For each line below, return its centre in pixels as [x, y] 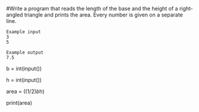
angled [15, 15]
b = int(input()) [24, 68]
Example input [24, 32]
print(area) [19, 103]
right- [186, 9]
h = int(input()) [24, 80]
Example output [25, 52]
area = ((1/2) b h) [25, 91]
